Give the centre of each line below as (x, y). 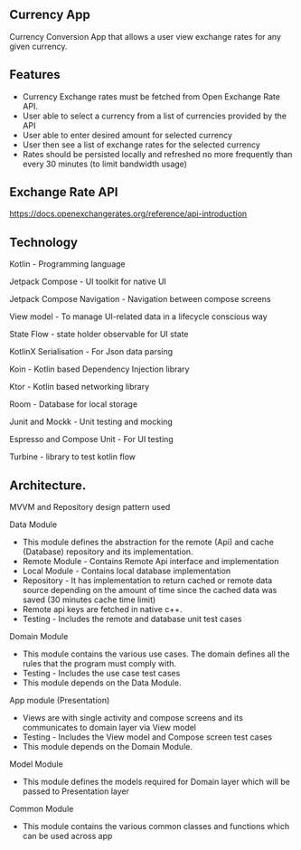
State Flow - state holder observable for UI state (99, 335)
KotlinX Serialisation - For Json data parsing (91, 352)
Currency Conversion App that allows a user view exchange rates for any (146, 36)
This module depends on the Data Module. (102, 683)
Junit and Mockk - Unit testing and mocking (91, 422)
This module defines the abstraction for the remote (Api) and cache (148, 543)
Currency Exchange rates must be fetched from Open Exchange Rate (151, 96)
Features (35, 75)
